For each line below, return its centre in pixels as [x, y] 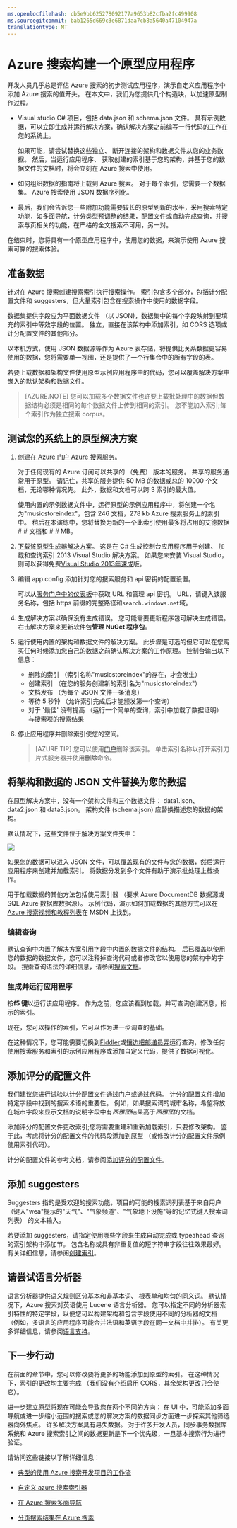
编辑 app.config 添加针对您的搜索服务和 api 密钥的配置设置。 [106, 578]
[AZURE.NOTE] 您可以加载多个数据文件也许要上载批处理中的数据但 [121, 397]
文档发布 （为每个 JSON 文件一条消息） [85, 692]
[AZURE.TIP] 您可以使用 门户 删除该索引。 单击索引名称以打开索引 [129, 748]
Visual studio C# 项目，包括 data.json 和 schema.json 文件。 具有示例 [119, 118]
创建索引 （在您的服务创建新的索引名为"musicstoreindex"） [115, 683]
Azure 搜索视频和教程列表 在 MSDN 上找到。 [71, 912]
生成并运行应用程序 [40, 986]
